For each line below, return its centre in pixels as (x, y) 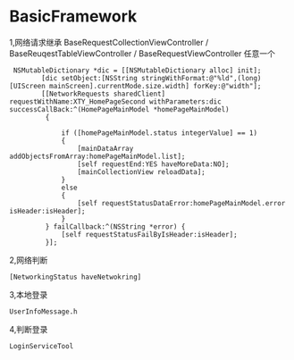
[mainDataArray (105, 148)
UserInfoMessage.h (43, 311)
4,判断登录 (29, 329)
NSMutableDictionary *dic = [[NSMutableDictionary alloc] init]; (137, 70)
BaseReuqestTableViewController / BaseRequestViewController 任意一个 (142, 53)
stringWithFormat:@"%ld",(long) (202, 78)
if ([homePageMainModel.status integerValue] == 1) (159, 133)
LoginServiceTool (42, 346)
